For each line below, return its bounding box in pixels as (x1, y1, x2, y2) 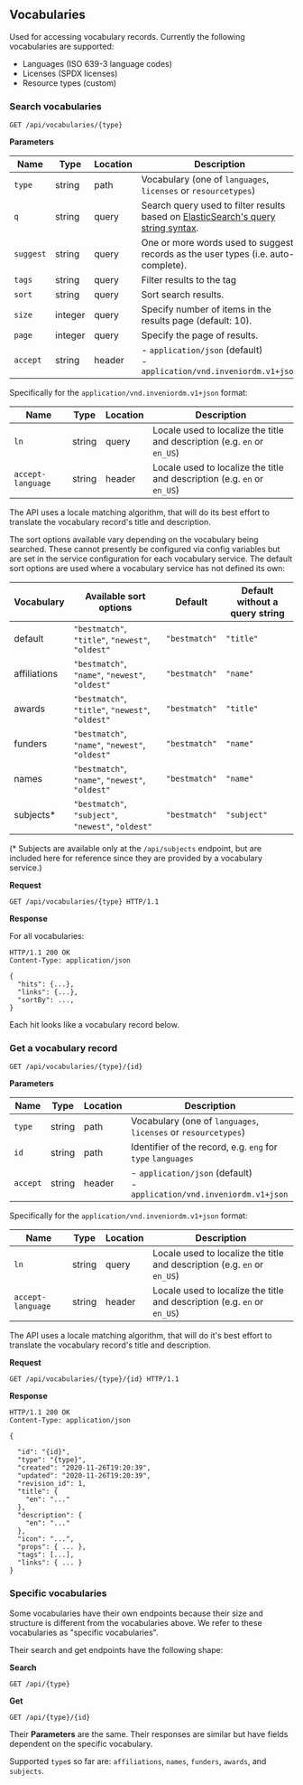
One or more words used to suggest (141, 237, 294, 249)
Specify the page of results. (141, 329, 259, 342)
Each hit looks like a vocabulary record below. (9, 1019, 180, 1030)
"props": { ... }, (17, 1543, 87, 1552)
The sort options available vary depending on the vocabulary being (9, 534, 259, 545)
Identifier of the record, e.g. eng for (130, 1141, 278, 1153)
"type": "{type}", (17, 1455, 87, 1465)
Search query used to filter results (141, 199, 286, 211)
